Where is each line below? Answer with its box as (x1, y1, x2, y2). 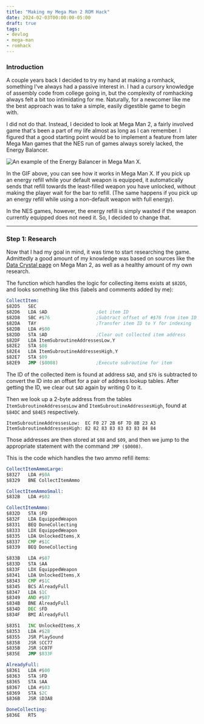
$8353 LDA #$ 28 (6, 628, 50, 634)
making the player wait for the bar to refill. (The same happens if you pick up (6, 189, 198, 197)
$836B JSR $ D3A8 (6, 695, 53, 702)
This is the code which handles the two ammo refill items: (6, 454, 151, 461)
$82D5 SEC (6, 303, 36, 310)
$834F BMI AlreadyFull (6, 612, 69, 618)
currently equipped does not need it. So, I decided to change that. (6, 214, 171, 222)
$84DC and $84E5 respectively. (6, 408, 80, 416)
